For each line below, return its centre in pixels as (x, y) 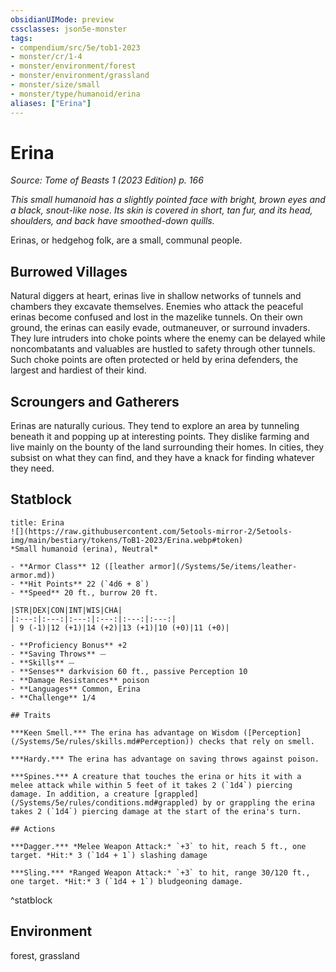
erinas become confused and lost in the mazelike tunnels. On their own (156, 317)
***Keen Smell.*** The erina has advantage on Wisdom (125, 732)
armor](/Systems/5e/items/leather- (223, 566)
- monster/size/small (55, 85)
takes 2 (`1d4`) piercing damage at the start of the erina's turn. (156, 811)
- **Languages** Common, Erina (75, 689)
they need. (32, 468)
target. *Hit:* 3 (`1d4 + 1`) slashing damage (109, 855)
